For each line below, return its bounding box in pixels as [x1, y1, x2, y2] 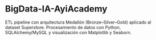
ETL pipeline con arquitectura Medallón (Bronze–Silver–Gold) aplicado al [5, 19, 151, 25]
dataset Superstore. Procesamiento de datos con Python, [5, 24, 121, 30]
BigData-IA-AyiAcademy [5, 3, 107, 14]
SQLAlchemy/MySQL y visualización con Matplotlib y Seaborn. [5, 29, 131, 35]
